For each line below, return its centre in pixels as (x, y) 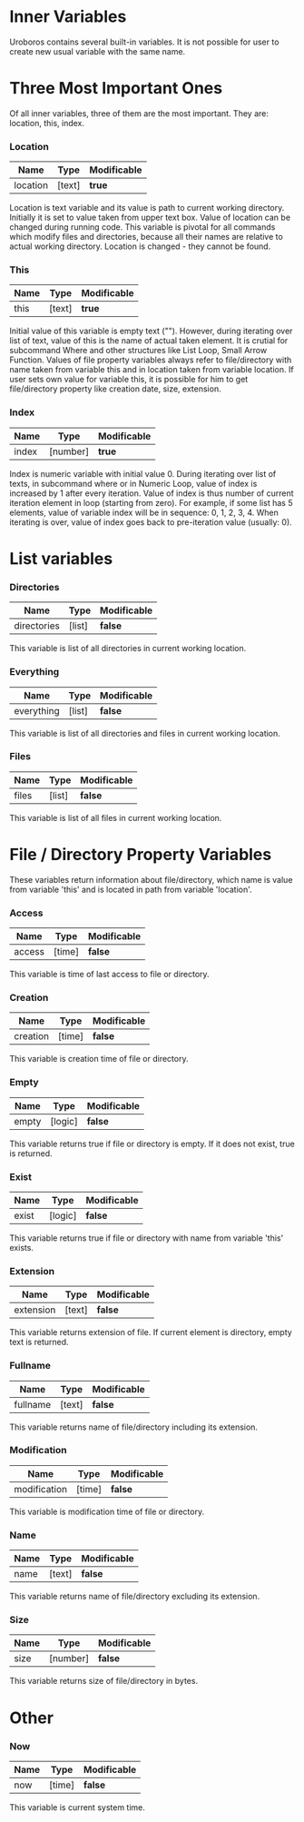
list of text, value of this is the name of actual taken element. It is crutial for (149, 341)
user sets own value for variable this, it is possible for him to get (129, 380)
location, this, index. (47, 123)
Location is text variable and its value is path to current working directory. (147, 208)
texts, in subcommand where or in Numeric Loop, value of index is (133, 483)
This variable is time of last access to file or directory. (110, 975)
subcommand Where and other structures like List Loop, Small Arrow (138, 351)
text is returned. (39, 1342)
